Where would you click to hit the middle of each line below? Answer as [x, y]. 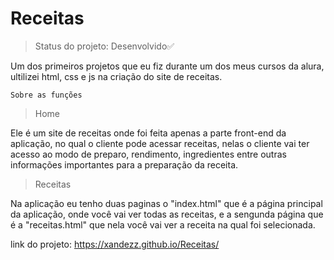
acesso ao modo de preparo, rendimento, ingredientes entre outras [148, 154]
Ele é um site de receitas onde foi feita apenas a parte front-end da [148, 133]
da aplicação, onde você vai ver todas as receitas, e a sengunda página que [167, 214]
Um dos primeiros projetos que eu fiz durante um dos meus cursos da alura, [167, 66]
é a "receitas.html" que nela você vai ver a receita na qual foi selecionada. [163, 224]
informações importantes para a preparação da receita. [124, 164]
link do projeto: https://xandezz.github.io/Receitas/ [115, 244]
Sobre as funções [46, 95]
